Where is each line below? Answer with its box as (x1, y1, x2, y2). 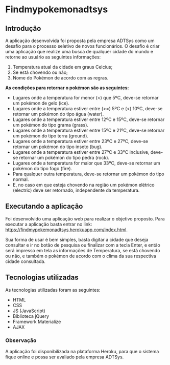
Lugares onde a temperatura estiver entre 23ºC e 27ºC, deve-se (12, 138, 149, 144)
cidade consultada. (5, 258, 46, 265)
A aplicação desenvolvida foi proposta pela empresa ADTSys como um (5, 37, 155, 44)
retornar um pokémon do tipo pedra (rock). (19, 155, 110, 160)
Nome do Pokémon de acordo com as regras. (12, 75, 109, 80)
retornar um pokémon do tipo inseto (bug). (12, 144, 103, 150)
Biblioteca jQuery (12, 313, 50, 319)
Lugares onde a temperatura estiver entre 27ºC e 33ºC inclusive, (12, 149, 150, 155)
